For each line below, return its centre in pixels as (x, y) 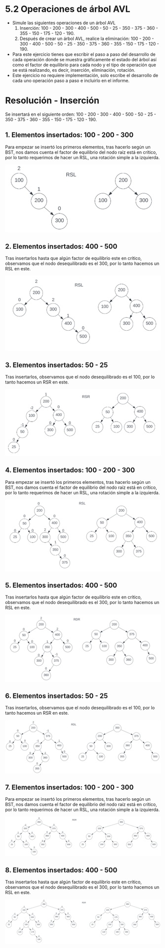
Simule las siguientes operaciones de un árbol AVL (64, 23)
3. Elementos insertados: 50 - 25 (57, 365)
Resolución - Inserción (52, 101)
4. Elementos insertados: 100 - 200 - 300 (70, 470)
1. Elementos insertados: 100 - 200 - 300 (69, 135)
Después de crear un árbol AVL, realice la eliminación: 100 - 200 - (87, 39)
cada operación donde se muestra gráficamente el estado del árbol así (84, 59)
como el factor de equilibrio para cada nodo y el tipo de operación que (84, 65)
